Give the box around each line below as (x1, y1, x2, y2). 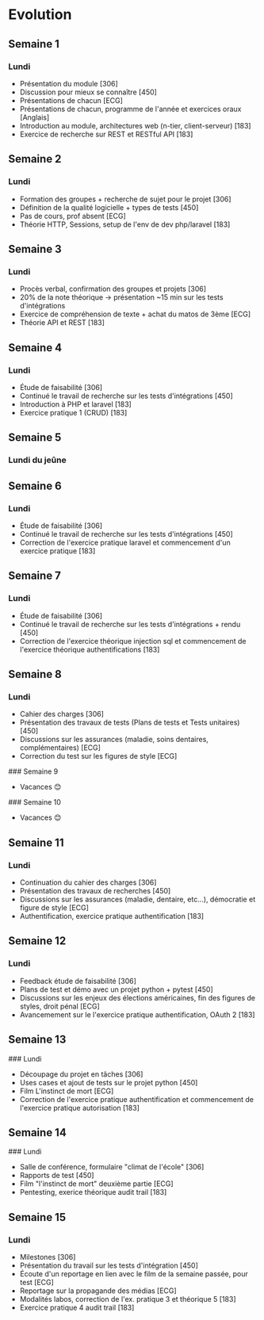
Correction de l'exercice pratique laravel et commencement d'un (19, 538, 231, 547)
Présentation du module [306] (19, 78, 119, 88)
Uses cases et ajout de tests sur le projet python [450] (19, 1077, 198, 1087)
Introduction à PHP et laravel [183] (19, 399, 132, 409)
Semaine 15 (8, 1211, 66, 1224)
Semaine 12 (8, 934, 67, 948)
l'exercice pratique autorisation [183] (19, 1103, 140, 1112)
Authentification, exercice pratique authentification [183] (19, 912, 205, 920)
